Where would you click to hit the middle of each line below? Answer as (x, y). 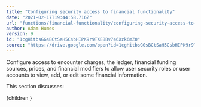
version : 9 (20, 34)
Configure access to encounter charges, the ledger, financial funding (91, 62)
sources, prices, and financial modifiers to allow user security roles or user (98, 68)
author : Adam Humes (31, 28)
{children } (19, 98)
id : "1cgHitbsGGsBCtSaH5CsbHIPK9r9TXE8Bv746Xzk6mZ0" (73, 39)
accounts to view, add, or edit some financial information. (77, 75)
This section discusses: (35, 86)
